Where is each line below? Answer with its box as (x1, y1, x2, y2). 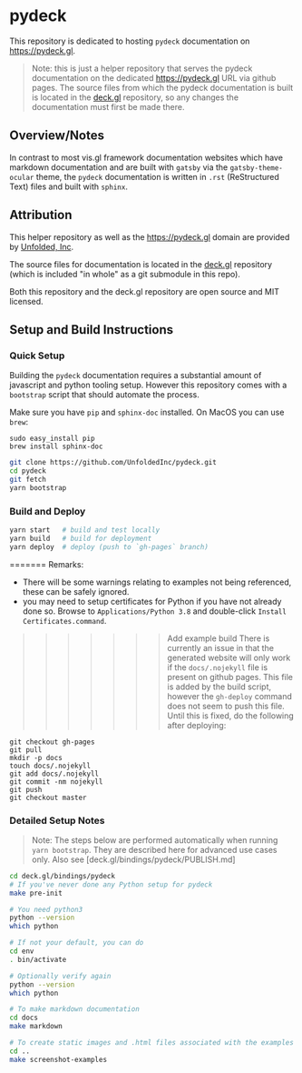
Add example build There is (167, 633, 270, 644)
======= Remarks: (9, 558, 84, 569)
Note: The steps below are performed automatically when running (31, 834, 278, 846)
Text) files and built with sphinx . (9, 181, 129, 192)
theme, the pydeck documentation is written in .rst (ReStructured (35, 171, 279, 182)
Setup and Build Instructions (9, 322, 174, 337)
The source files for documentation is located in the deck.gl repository (9, 258, 273, 269)
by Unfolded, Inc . (9, 241, 74, 252)
